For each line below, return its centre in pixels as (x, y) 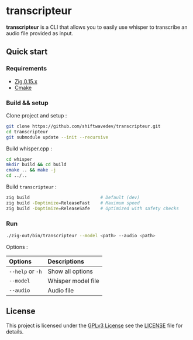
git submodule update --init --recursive (57, 137)
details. (15, 331)
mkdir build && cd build (36, 165)
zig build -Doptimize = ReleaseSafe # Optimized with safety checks (93, 208)
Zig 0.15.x (26, 81)
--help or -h (25, 271)
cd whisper (19, 159)
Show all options (70, 271)
